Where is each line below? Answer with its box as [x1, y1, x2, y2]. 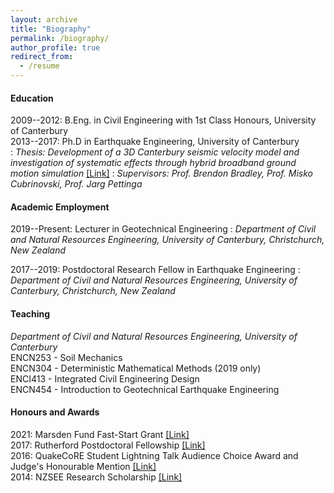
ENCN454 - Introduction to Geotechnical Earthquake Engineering [10, 383, 280, 395]
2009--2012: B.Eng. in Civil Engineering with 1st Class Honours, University [10, 114, 317, 126]
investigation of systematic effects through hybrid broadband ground [10, 157, 297, 169]
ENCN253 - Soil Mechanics [10, 351, 123, 363]
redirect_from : [10, 52, 74, 62]
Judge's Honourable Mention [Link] [10, 460, 157, 472]
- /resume [19, 61, 60, 71]
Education [10, 92, 54, 104]
